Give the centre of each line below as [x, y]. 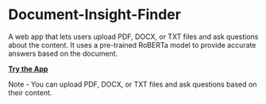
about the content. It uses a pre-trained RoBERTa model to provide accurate [132, 44]
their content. [30, 92]
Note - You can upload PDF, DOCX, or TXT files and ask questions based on [133, 84]
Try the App [28, 68]
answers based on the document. [63, 53]
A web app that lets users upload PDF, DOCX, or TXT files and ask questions [133, 37]
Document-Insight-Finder [94, 15]
